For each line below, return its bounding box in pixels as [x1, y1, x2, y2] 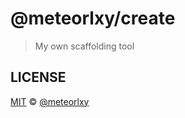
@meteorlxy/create [10, 7, 176, 30]
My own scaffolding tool [34, 40, 135, 52]
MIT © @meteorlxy [10, 95, 90, 107]
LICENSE [10, 69, 67, 86]
